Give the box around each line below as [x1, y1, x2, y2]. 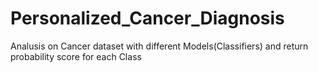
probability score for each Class [10, 50, 142, 62]
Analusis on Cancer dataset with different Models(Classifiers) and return [10, 40, 309, 52]
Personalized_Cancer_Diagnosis [10, 7, 285, 30]
